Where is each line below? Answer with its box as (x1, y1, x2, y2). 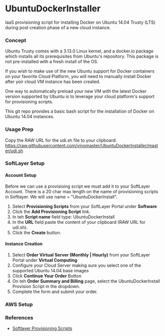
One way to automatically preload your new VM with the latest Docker (5, 88, 147, 94)
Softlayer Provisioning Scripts (12, 326, 72, 332)
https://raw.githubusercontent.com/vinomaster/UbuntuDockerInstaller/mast (5, 142, 159, 148)
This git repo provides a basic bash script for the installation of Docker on (5, 108, 154, 114)
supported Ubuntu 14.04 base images (12, 267, 89, 273)
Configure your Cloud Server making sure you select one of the (12, 262, 141, 268)
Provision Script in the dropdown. (12, 283, 80, 289)
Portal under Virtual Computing (12, 257, 77, 263)
